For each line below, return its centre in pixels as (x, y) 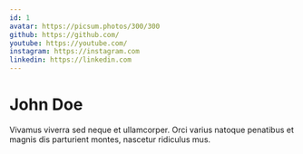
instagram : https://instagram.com (75, 52)
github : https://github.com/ (64, 34)
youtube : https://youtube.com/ (68, 43)
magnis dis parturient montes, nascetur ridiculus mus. (110, 139)
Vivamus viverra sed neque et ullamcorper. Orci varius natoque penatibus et (152, 130)
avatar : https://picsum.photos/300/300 (85, 26)
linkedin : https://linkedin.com (70, 60)
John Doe (46, 105)
